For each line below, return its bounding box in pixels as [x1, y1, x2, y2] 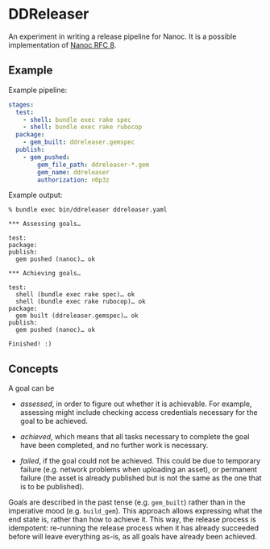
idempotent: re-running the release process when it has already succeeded [8, 523, 260, 533]
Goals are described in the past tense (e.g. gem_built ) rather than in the [8, 497, 246, 507]
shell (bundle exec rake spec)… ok [15, 291, 135, 299]
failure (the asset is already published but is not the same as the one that [19, 473, 262, 483]
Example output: [8, 191, 63, 200]
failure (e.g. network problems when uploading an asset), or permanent [19, 465, 258, 475]
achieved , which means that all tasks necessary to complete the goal [19, 432, 250, 442]
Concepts [8, 362, 59, 375]
